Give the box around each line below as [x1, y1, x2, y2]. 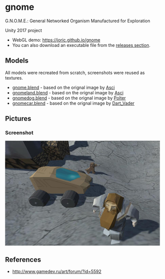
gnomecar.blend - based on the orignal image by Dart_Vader [12, 100, 135, 106]
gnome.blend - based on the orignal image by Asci [12, 84, 115, 90]
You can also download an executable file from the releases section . [12, 42, 151, 48]
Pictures [5, 115, 31, 123]
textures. [5, 75, 23, 80]
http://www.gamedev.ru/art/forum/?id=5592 [12, 269, 102, 275]
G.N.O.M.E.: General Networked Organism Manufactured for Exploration [5, 18, 151, 24]
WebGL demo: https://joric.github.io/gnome [12, 37, 101, 43]
